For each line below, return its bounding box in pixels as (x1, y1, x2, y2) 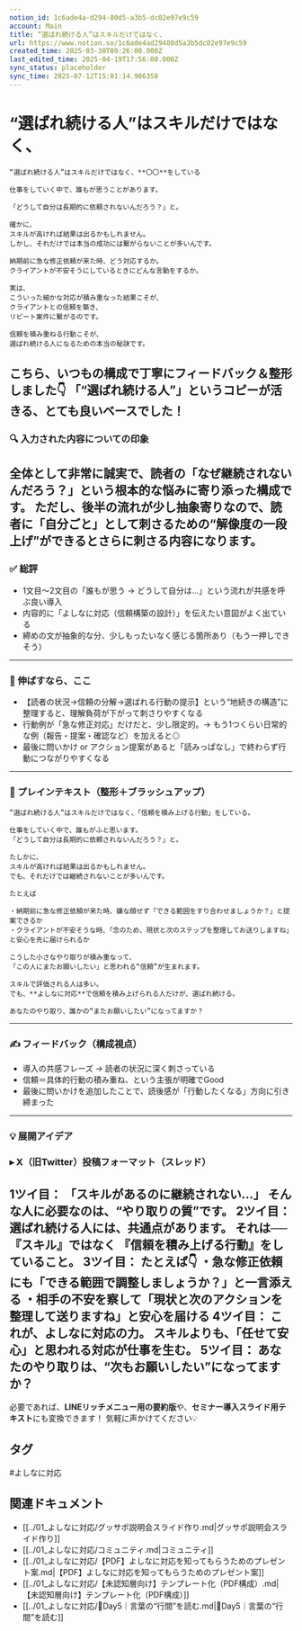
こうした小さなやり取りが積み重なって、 (9, 953, 137, 963)
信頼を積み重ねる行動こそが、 (9, 329, 103, 338)
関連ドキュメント (9, 1496, 104, 1511)
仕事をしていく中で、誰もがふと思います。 (9, 826, 142, 835)
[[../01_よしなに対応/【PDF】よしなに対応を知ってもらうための (22, 1555, 254, 1566)
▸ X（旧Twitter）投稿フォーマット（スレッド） (9, 1156, 211, 1169)
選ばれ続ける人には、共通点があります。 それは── (9, 1220, 288, 1235)
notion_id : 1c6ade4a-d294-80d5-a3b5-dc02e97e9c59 (9, 13, 200, 22)
